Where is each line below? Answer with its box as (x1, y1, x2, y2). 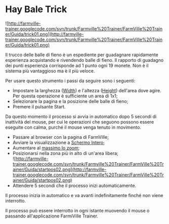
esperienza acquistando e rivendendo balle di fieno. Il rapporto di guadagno (5, 57, 164, 63)
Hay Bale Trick (5, 4, 67, 15)
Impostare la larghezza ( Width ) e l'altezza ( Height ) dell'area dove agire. (12, 87, 161, 93)
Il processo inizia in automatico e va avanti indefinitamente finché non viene (5, 192, 163, 198)
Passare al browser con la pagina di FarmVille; (12, 134, 109, 140)
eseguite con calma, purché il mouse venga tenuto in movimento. (5, 124, 142, 130)
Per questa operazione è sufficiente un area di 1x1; (12, 93, 118, 99)
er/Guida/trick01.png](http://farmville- (5, 31, 85, 37)
